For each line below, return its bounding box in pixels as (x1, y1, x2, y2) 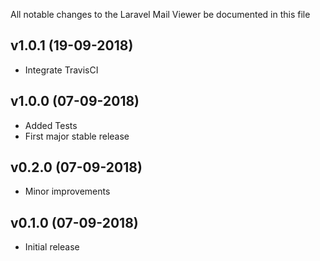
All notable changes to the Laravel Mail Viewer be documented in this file (10, 9, 311, 20)
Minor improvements (24, 185, 111, 198)
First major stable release (24, 130, 130, 142)
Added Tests (24, 119, 78, 131)
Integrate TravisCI (24, 64, 99, 76)
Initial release (24, 241, 80, 253)
